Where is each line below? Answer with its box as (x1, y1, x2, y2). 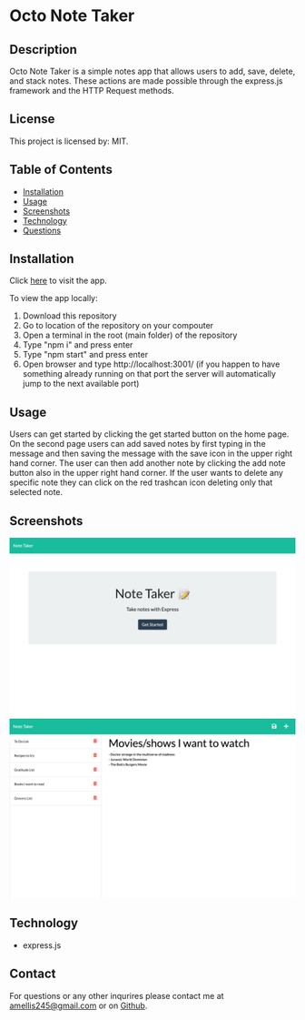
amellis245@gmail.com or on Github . (9, 1000, 148, 1011)
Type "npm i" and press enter (22, 339, 133, 350)
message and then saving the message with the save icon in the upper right (9, 448, 293, 460)
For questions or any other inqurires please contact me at (9, 990, 224, 1001)
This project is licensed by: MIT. (9, 136, 129, 146)
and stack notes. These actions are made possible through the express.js (9, 76, 283, 86)
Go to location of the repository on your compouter (22, 320, 214, 331)
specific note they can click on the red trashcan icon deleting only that (9, 477, 273, 488)
